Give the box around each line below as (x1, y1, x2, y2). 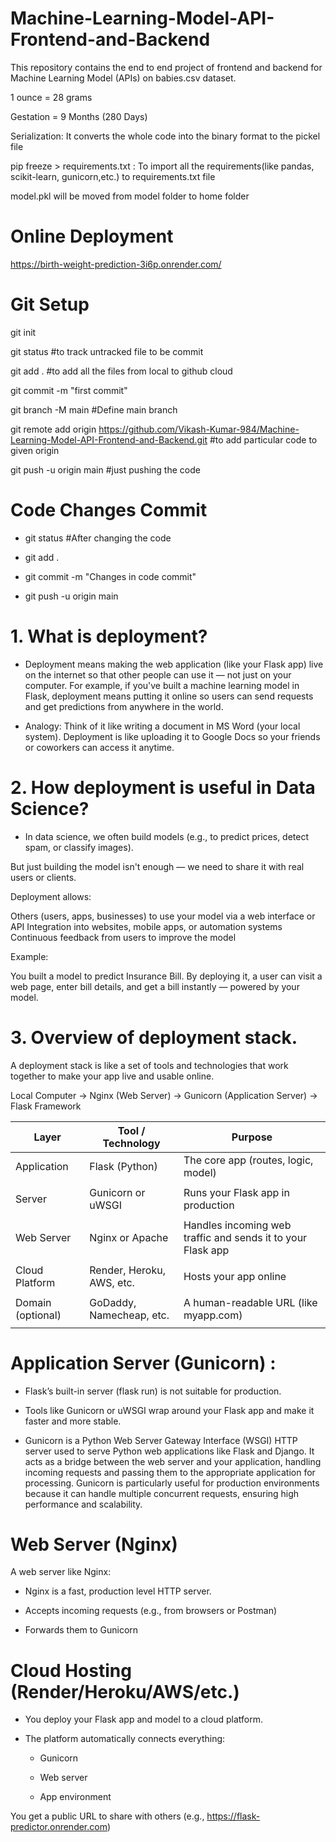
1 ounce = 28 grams (10, 91, 93, 103)
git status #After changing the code (24, 532, 172, 544)
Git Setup (10, 293, 90, 316)
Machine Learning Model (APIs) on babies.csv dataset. (10, 72, 237, 84)
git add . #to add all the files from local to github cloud (10, 365, 233, 377)
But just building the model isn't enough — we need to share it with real (10, 860, 305, 872)
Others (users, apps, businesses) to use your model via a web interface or (10, 910, 316, 922)
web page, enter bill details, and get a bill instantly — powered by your (10, 980, 300, 992)
